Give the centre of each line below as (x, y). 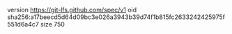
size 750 (53, 24)
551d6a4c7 (23, 24)
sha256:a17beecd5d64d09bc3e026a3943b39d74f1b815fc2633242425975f (116, 17)
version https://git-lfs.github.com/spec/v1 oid (72, 10)
